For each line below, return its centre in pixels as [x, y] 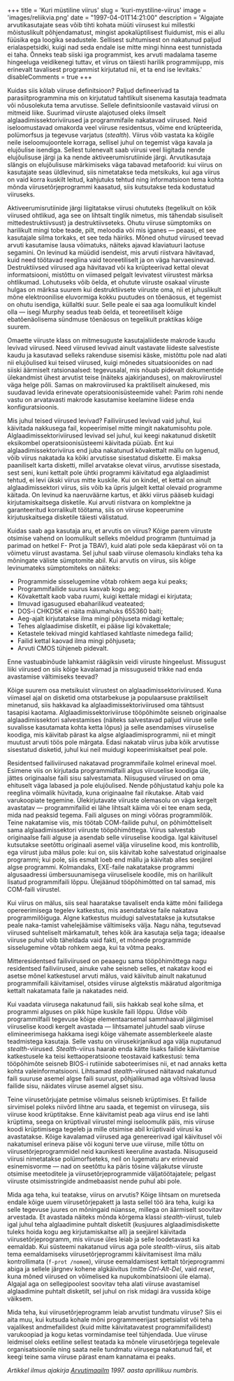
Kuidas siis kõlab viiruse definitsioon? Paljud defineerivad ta [93, 91]
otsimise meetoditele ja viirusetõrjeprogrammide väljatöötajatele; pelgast [112, 1174]
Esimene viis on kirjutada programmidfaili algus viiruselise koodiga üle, [109, 771]
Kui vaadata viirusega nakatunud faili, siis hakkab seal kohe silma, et [105, 1004]
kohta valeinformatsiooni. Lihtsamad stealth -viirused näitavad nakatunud [112, 1071]
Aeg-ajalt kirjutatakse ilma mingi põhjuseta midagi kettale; [101, 619]
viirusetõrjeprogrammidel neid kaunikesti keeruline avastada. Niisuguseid [112, 1151]
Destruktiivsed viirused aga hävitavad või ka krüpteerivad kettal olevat [108, 267]
